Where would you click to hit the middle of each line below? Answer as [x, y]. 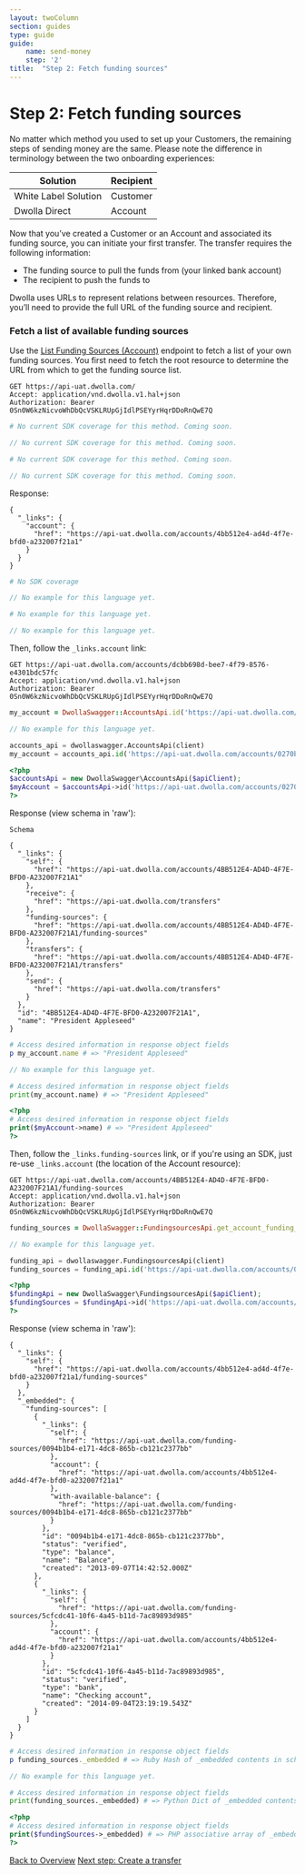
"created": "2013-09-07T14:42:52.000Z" [118, 1568]
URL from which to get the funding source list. [95, 370]
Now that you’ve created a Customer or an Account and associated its [141, 233]
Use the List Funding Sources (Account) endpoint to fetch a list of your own [151, 350]
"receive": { [50, 894]
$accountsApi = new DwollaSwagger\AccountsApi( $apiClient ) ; [126, 779]
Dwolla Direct [42, 210]
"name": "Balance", [79, 1560]
